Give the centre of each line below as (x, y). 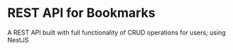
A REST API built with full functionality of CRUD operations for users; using (116, 32)
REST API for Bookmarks (81, 13)
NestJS (18, 39)
